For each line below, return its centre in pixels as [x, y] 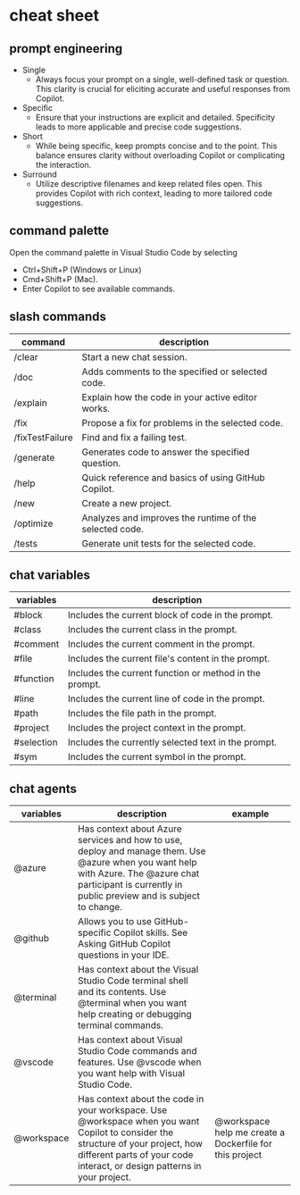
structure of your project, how [140, 1144]
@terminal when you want [132, 1003]
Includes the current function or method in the [164, 673]
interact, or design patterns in [139, 1166]
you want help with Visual [131, 1074]
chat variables [50, 576]
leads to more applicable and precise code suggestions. [139, 127]
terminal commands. [120, 1025]
